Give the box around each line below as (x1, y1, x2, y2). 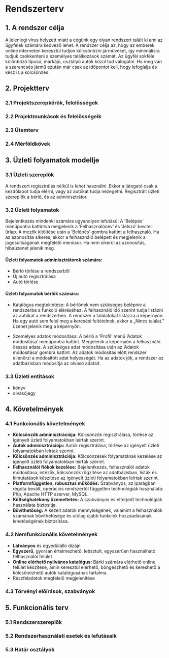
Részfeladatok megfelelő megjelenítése (12, 575, 95, 581)
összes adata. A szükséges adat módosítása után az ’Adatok (12, 344, 139, 350)
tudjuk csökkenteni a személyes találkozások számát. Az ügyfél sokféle (5, 53, 155, 59)
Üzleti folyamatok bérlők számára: (5, 290, 80, 296)
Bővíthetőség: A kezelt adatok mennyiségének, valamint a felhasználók (12, 507, 163, 513)
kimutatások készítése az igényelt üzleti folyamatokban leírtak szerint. (12, 475, 159, 481)
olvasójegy (12, 390, 36, 396)
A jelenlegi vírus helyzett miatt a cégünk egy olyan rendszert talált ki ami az (5, 37, 163, 43)
